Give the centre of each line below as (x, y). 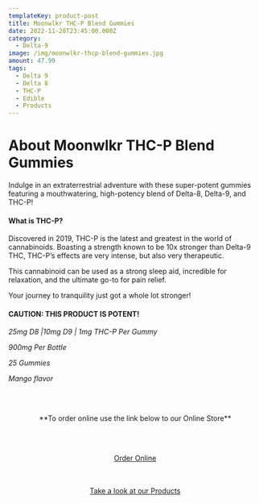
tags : (17, 69)
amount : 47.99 (32, 61)
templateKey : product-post (53, 16)
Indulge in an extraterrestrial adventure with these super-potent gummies (130, 185)
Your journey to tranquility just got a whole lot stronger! (100, 296)
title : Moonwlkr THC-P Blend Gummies (72, 23)
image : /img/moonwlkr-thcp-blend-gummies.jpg (86, 53)
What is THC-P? (36, 220)
